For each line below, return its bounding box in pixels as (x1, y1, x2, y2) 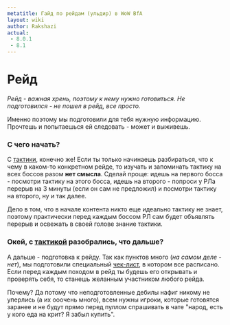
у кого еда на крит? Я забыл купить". (7, 310, 115, 318)
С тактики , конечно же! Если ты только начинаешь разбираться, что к (7, 156, 214, 164)
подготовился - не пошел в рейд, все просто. (7, 101, 141, 110)
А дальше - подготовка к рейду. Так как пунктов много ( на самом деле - (7, 253, 222, 261)
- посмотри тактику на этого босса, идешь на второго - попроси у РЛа (7, 177, 216, 186)
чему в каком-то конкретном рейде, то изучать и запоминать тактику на (7, 162, 222, 171)
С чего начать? (7, 139, 60, 149)
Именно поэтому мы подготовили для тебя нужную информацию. (7, 115, 201, 123)
